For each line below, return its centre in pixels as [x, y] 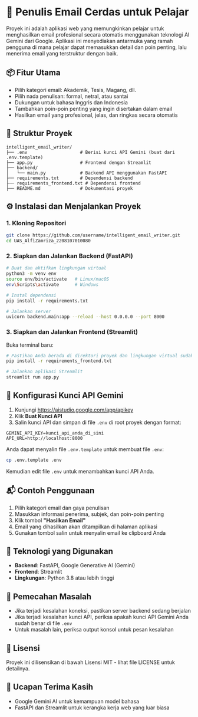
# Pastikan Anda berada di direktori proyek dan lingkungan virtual [92, 356]
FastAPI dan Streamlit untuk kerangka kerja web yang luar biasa [92, 708]
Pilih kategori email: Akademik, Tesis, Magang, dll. [75, 90]
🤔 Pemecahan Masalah [49, 596]
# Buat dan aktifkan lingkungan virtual [57, 268]
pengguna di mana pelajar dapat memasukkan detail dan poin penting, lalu [97, 47]
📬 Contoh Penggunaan [50, 491]
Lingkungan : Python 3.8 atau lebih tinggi [64, 578]
